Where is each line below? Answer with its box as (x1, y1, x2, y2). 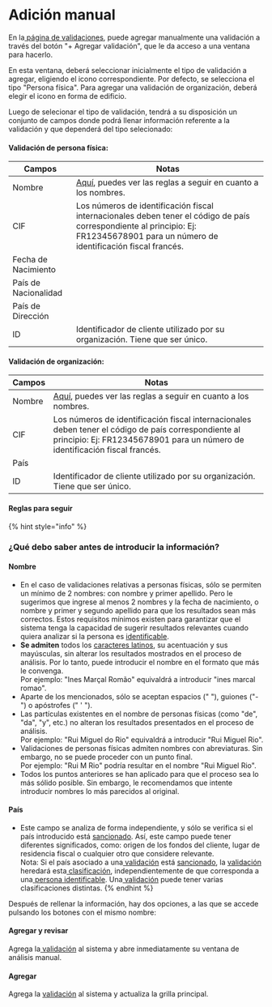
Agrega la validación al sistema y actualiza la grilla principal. (8, 989, 209, 999)
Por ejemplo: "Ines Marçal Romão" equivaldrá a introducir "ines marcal (19, 674, 256, 684)
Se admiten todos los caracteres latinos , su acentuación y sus (19, 640, 228, 650)
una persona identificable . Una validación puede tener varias (19, 874, 224, 884)
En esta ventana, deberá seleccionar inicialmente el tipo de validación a (8, 65, 247, 75)
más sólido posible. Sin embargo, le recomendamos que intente (19, 778, 233, 787)
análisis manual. (8, 953, 62, 962)
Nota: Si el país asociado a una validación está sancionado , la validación (19, 857, 261, 867)
